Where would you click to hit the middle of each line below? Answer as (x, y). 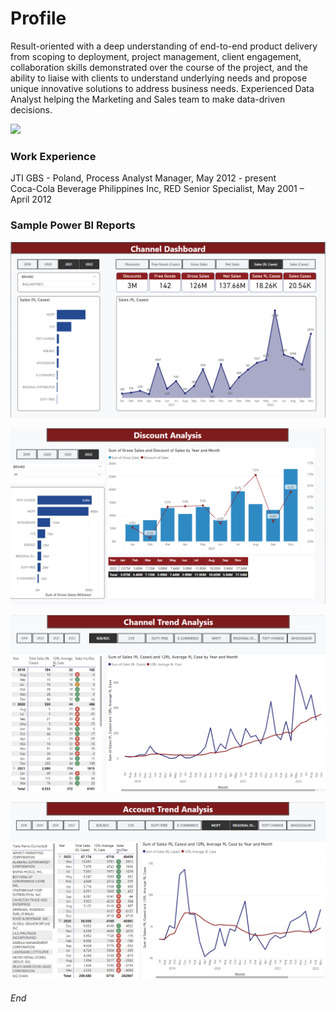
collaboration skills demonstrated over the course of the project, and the (159, 67)
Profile (38, 18)
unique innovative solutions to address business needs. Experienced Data (162, 88)
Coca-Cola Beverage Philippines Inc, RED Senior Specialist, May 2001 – (157, 189)
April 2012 (31, 199)
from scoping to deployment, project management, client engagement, (156, 56)
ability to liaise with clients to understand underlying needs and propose (159, 78)
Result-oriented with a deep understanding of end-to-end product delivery (164, 46)
